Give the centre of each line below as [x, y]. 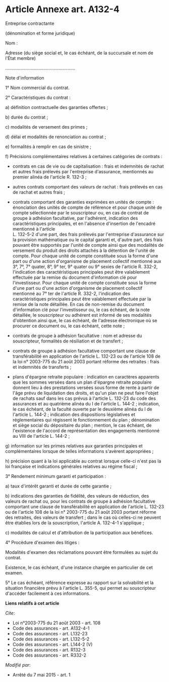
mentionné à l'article [34, 229]
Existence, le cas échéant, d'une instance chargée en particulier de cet [79, 567]
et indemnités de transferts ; [42, 367]
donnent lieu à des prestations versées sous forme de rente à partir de [86, 387]
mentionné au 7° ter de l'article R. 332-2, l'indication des [71, 293]
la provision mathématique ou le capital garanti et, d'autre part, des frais [88, 240]
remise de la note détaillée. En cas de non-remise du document [78, 304]
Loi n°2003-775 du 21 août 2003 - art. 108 [57, 623]
